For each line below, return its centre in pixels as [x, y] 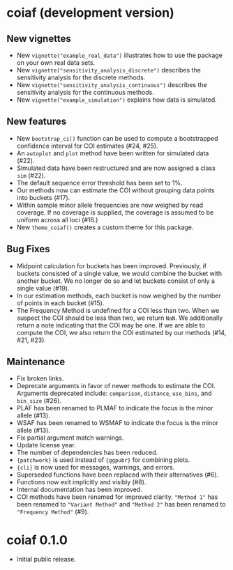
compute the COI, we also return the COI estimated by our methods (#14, [121, 332]
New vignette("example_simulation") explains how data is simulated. [116, 100]
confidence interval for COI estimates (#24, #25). [87, 146]
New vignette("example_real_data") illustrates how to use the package [119, 55]
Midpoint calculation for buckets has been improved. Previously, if [112, 265]
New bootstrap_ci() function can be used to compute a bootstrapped [117, 138]
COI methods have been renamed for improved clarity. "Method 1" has [117, 497]
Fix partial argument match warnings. [70, 438]
